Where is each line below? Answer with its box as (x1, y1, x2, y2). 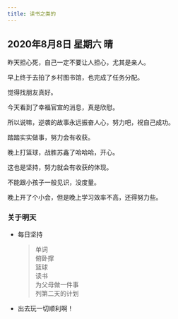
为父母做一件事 (35, 280, 79, 289)
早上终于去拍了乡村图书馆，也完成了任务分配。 (7, 73, 143, 82)
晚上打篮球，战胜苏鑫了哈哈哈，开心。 (7, 148, 119, 157)
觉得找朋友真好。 (7, 88, 57, 97)
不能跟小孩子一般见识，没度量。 (7, 178, 100, 187)
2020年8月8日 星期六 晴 (7, 38, 114, 50)
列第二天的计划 (35, 289, 79, 297)
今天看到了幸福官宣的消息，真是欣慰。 (7, 103, 119, 112)
